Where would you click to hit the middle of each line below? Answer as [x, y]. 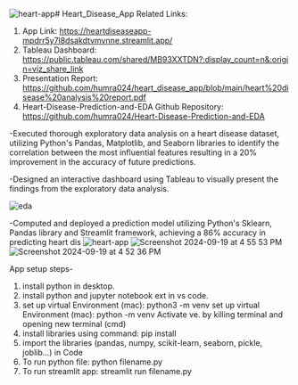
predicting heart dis [46, 242]
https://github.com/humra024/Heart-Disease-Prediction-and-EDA [143, 116]
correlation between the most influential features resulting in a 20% [133, 152]
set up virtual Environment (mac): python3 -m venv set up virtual [141, 305]
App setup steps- [41, 269]
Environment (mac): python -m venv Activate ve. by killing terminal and [153, 315]
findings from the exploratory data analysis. [89, 188]
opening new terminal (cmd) [74, 324]
